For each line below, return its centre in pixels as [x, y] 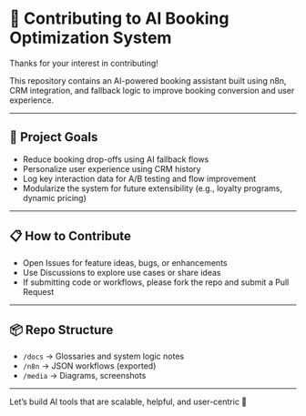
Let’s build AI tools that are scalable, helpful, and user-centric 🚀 [128, 402]
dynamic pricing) [54, 198]
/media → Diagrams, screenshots [84, 376]
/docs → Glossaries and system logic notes [103, 356]
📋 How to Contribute [71, 236]
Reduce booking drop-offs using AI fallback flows [116, 159]
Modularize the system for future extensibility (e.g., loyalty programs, [153, 188]
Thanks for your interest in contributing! [84, 63]
